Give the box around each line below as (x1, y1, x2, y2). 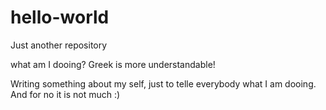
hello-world (10, 6, 110, 29)
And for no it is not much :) (10, 88, 121, 100)
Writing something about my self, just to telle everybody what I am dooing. (10, 77, 317, 90)
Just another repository (10, 39, 108, 51)
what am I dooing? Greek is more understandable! (10, 58, 216, 70)
